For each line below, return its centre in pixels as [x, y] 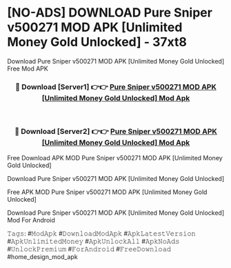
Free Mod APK [28, 68]
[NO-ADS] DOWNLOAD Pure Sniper [110, 13]
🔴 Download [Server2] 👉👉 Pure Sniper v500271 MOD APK [116, 131]
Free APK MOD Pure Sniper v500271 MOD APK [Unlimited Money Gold [107, 192]
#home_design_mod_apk [42, 256]
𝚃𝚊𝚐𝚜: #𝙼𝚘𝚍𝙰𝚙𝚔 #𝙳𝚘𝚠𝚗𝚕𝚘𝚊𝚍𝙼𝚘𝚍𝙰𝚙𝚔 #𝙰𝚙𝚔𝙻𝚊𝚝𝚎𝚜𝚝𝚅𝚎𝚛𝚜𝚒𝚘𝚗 [102, 233]
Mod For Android [31, 220]
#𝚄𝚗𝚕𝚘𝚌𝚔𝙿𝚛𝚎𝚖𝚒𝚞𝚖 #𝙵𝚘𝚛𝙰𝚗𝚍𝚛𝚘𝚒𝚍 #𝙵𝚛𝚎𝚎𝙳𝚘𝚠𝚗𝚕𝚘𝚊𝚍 [89, 249]
